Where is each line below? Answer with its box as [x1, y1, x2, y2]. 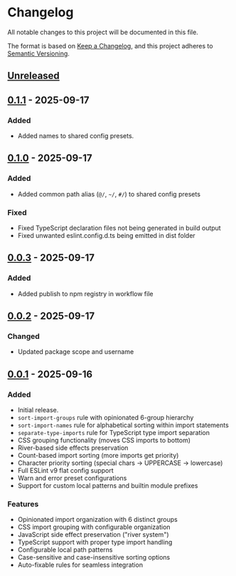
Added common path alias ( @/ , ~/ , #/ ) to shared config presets [17, 189, 201, 198]
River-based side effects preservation [17, 444, 129, 452]
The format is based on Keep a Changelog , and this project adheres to [7, 41, 213, 50]
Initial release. [17, 406, 59, 414]
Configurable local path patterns [17, 545, 113, 554]
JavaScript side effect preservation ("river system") [17, 530, 169, 539]
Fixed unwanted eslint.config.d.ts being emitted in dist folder [17, 231, 195, 239]
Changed [7, 332, 41, 341]
